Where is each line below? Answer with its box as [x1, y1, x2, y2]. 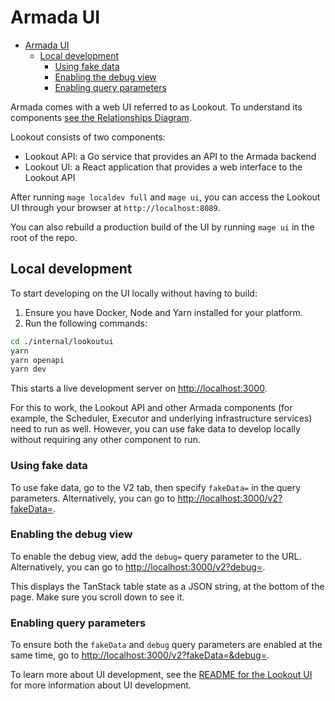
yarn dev [10, 364, 47, 375]
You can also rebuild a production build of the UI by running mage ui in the [10, 221, 315, 233]
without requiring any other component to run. [10, 434, 201, 446]
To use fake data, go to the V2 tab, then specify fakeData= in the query [10, 481, 302, 493]
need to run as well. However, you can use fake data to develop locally [10, 423, 301, 435]
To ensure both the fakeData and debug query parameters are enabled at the [10, 639, 323, 651]
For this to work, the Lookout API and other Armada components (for [10, 402, 293, 414]
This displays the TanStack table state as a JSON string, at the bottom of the [10, 580, 325, 592]
